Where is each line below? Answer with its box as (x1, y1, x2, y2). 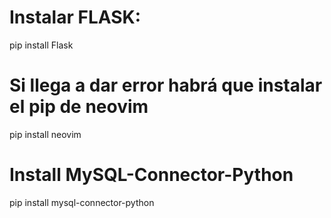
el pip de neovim (9, 96, 149, 118)
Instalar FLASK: (9, 6, 142, 29)
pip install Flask (9, 39, 74, 51)
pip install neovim (9, 128, 82, 140)
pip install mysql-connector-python (9, 196, 155, 208)
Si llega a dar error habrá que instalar (9, 74, 323, 97)
